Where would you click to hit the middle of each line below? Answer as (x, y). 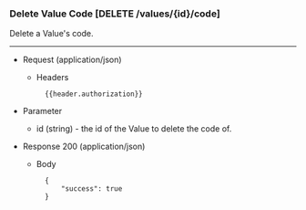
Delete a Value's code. (51, 34)
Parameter (42, 111)
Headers (52, 78)
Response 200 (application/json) (84, 147)
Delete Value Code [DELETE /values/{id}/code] (115, 14)
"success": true (92, 189)
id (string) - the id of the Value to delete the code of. (134, 129)
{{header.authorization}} (93, 94)
